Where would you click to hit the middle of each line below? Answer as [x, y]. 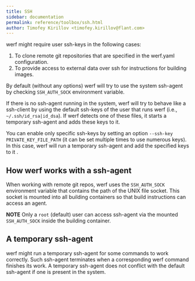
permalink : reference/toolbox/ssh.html [55, 22]
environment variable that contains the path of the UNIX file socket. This [93, 191]
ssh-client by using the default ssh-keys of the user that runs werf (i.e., [92, 109]
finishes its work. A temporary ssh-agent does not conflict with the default [95, 265]
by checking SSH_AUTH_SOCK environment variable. [65, 92]
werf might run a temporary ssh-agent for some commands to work [87, 253]
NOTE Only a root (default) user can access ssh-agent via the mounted [92, 215]
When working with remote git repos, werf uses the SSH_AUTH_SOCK [86, 184]
